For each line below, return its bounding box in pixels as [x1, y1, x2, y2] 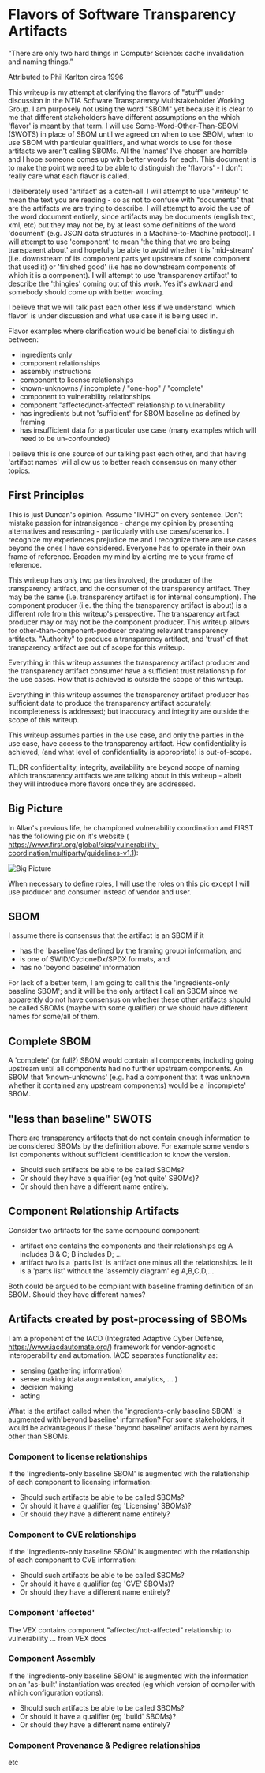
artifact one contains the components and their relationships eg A [19, 1241, 233, 1250]
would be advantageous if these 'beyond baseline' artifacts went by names [8, 1423, 252, 1432]
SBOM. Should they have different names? [8, 1289, 146, 1299]
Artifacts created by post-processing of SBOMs [8, 1313, 248, 1326]
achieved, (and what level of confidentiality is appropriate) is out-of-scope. [8, 747, 252, 756]
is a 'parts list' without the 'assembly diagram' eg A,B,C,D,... [19, 1265, 215, 1276]
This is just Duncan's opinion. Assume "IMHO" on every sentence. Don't [8, 509, 243, 519]
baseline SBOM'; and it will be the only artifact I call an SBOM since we [8, 987, 238, 996]
